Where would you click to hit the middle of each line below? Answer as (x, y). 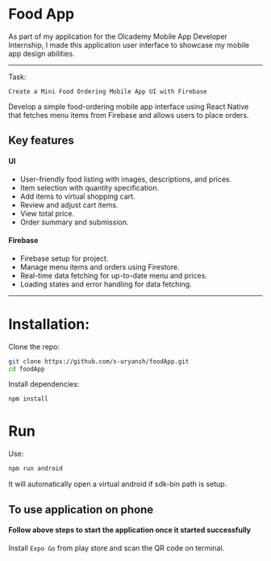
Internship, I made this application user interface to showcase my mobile (129, 44)
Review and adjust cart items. (69, 205)
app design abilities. (42, 53)
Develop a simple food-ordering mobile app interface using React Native (129, 107)
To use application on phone (81, 509)
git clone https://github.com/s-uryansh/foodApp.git (99, 361)
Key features (41, 141)
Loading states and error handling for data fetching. (106, 284)
